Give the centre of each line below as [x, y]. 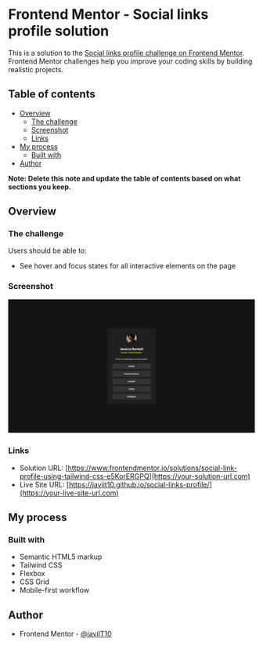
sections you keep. [40, 187]
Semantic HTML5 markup [61, 557]
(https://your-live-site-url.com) [69, 493]
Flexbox [32, 574]
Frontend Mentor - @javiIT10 [65, 634]
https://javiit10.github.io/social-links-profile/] [141, 484]
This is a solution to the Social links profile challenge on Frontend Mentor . [126, 53]
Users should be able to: [48, 251]
